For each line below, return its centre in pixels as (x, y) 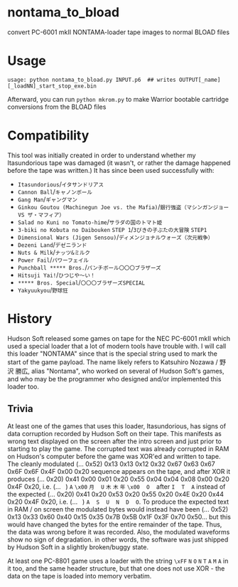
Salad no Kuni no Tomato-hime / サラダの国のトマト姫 (90, 222)
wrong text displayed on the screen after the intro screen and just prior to (115, 441)
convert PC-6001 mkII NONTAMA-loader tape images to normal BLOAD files (118, 32)
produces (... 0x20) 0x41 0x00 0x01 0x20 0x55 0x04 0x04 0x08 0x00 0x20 (118, 479)
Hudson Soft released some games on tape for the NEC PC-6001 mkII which (119, 338)
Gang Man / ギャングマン (48, 199)
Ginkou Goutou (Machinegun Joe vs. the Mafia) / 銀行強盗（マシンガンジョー (123, 206)
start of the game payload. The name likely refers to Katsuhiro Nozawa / (113, 362)
